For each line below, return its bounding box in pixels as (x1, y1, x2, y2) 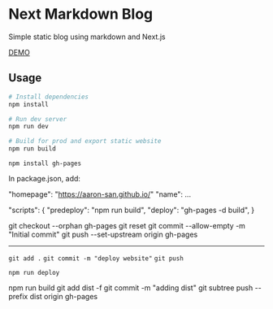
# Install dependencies (8, 93, 89, 101)
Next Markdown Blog (8, 5, 154, 24)
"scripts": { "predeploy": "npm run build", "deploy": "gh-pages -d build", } (8, 205, 255, 215)
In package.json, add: (8, 174, 81, 183)
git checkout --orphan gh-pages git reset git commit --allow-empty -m (8, 221, 246, 230)
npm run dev (8, 123, 49, 131)
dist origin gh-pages (29, 292, 98, 301)
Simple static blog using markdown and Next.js (8, 32, 166, 41)
